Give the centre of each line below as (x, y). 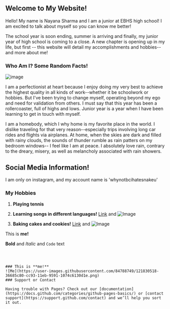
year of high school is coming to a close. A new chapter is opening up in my (85, 42)
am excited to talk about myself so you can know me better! (68, 26)
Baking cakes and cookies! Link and (51, 224)
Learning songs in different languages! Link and (65, 214)
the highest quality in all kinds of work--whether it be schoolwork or (77, 92)
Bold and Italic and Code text (35, 244)
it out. (14, 303)
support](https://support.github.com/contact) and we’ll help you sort (83, 298)
